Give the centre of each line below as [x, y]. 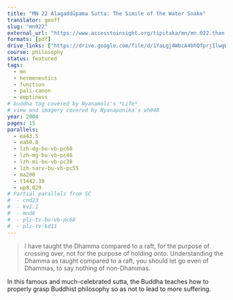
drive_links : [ [29, 46]
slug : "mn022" [28, 26]
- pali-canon [32, 91]
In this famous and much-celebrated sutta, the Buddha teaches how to [108, 281]
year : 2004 [23, 116]
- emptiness [31, 98]
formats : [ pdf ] [29, 39]
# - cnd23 [23, 201]
